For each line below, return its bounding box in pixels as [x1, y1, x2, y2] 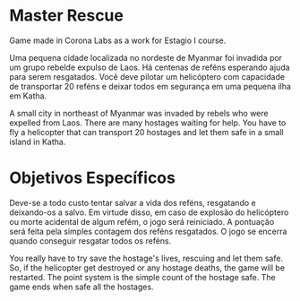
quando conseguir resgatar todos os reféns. [9, 235, 172, 246]
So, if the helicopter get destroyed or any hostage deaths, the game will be [9, 262, 285, 273]
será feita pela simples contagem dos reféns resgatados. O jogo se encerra [9, 226, 287, 236]
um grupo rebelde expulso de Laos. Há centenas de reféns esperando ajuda [9, 62, 290, 73]
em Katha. [9, 90, 47, 101]
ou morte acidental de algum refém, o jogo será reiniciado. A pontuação [9, 216, 275, 227]
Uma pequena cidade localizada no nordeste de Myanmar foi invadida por [9, 52, 283, 63]
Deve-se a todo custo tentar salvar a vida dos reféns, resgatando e [9, 197, 257, 208]
